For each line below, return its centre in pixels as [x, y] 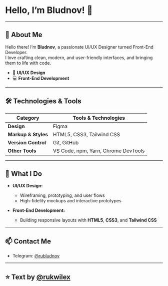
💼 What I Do [24, 174]
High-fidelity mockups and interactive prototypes [70, 201]
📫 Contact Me [28, 241]
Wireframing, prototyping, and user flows [62, 195]
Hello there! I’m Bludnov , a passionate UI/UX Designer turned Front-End [79, 47]
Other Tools [22, 151]
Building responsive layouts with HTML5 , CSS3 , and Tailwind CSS [88, 220]
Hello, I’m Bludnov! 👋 [49, 10]
